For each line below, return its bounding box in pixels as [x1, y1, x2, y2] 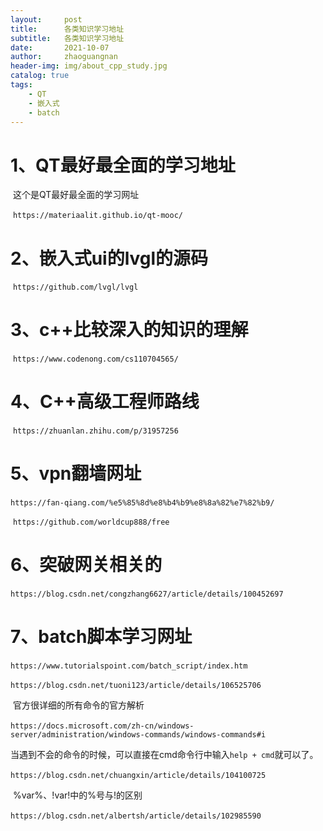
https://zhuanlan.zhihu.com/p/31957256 [12, 426, 179, 436]
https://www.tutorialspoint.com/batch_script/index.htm [10, 661, 248, 671]
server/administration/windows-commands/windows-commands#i [10, 729, 267, 740]
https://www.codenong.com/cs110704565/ [12, 354, 179, 365]
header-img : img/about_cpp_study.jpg [10, 61, 168, 71]
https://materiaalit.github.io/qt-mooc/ [12, 211, 183, 221]
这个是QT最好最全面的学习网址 [12, 189, 140, 201]
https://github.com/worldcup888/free [12, 517, 170, 528]
